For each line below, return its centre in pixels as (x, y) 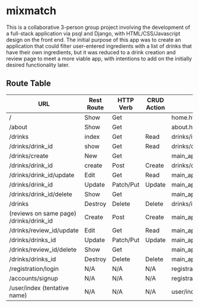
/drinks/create (29, 156)
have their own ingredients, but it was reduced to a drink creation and (91, 52)
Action (155, 107)
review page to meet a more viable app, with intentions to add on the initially (99, 58)
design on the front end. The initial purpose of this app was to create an (94, 40)
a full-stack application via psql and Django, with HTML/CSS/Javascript (93, 33)
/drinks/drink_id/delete (41, 194)
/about (18, 127)
